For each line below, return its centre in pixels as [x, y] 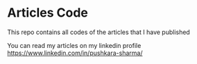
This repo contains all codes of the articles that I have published [99, 32]
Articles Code [48, 13]
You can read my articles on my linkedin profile [74, 45]
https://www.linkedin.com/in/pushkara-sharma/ [75, 53]
